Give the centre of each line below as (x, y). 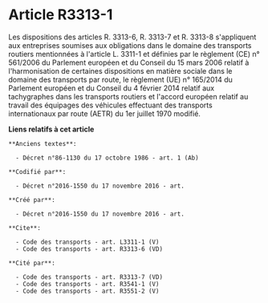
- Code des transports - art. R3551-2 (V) (87, 291)
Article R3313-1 (61, 15)
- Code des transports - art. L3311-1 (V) (87, 242)
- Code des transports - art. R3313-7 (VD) (89, 277)
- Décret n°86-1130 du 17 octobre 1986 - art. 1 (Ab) (107, 158)
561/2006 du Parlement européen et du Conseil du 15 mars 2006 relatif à (129, 63)
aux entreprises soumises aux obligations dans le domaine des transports (130, 45)
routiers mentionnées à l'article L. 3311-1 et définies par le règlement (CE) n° (134, 54)
